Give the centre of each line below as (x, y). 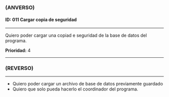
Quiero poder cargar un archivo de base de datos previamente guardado (88, 84)
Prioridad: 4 (18, 51)
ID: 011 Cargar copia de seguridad (41, 20)
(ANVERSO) (20, 8)
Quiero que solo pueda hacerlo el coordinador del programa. (75, 89)
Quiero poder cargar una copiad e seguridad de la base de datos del (76, 35)
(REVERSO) (19, 68)
